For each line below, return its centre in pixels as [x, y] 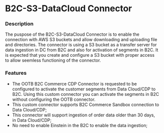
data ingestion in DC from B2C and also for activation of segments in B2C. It [82, 50]
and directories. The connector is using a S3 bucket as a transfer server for [81, 45]
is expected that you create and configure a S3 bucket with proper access [80, 55]
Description [19, 24]
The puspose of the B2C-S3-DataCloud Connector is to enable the [72, 34]
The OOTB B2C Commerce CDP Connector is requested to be [74, 84]
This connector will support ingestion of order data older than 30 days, [83, 115]
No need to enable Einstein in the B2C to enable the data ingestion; [80, 125]
